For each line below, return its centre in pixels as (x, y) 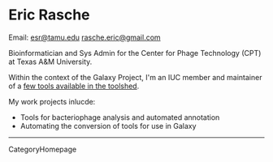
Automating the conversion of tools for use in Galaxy (108, 126)
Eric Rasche (50, 15)
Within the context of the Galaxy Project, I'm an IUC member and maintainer (135, 77)
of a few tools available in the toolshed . (74, 86)
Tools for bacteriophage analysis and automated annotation (120, 117)
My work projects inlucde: (52, 101)
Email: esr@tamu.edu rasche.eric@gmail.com (84, 37)
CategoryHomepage (43, 149)
